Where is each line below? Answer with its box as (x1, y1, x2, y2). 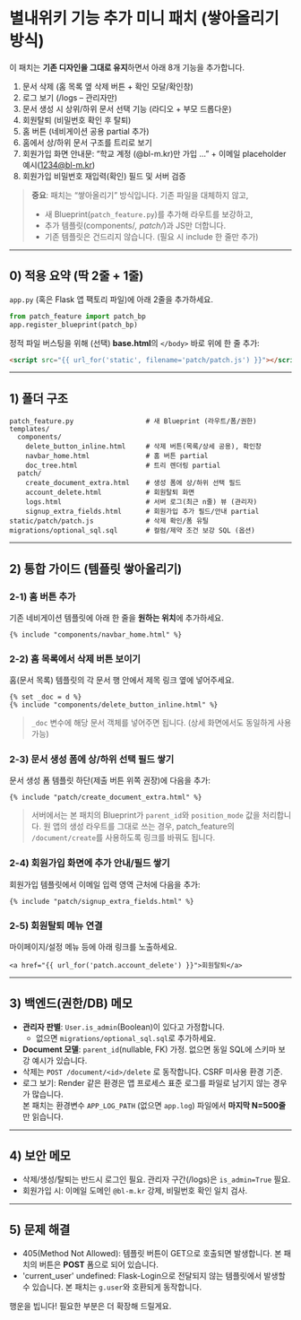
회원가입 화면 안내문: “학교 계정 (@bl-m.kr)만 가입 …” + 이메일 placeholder (21, 148, 287, 159)
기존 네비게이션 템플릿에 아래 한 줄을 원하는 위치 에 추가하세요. (9, 612, 224, 623)
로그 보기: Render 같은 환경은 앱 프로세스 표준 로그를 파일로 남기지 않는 (21, 1077, 271, 1088)
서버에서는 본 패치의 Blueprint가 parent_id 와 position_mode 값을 (30, 810, 261, 821)
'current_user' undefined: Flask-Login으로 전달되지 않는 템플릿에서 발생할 (21, 1270, 286, 1281)
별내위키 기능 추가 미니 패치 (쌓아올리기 (9, 8, 279, 29)
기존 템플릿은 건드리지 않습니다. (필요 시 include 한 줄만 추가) (44, 230, 259, 242)
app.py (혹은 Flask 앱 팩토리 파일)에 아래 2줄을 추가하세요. (9, 293, 213, 305)
